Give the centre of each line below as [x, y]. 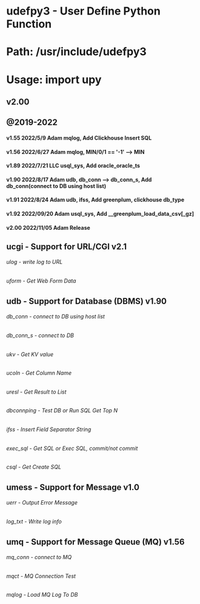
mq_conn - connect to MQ [39, 557]
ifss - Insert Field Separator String [49, 429]
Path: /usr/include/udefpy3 [76, 52]
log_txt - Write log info [34, 521]
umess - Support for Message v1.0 [73, 487]
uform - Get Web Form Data [41, 281]
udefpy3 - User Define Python [83, 11]
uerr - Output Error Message [42, 503]
